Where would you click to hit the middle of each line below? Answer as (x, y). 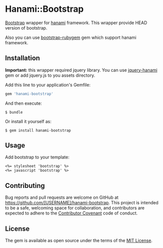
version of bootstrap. (26, 28)
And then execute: (23, 103)
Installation (23, 58)
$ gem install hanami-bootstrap (38, 130)
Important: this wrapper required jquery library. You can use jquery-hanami (81, 70)
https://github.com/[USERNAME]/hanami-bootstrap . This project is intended (82, 203)
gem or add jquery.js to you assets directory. (50, 75)
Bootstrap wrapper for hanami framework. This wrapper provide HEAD (76, 23)
